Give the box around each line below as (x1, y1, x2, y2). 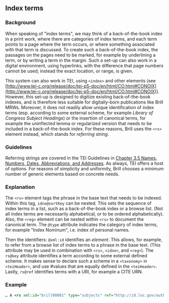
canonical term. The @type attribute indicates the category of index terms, (5, 222, 158, 228)
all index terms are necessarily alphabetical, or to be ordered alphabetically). (5, 211, 164, 217)
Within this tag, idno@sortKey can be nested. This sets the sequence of (5, 200, 152, 207)
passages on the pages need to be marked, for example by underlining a (5, 52, 156, 58)
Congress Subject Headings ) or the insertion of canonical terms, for (5, 115, 146, 121)
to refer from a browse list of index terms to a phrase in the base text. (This (5, 242, 161, 248)
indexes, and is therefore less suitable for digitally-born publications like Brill (5, 99, 163, 105)
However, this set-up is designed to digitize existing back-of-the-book (5, 93, 151, 99)
